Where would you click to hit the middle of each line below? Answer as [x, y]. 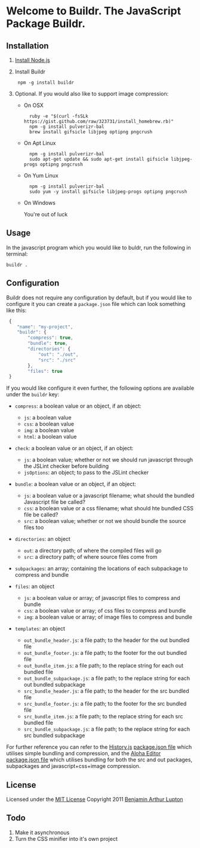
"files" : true [45, 371]
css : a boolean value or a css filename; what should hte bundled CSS [109, 509]
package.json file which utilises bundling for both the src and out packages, [99, 760]
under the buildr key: [33, 394]
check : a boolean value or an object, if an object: [74, 448]
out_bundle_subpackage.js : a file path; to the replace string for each [107, 678]
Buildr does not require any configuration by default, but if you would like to [99, 298]
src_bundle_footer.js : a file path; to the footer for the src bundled [105, 704]
